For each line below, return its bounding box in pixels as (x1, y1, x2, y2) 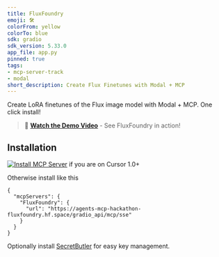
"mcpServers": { (13, 193, 60, 201)
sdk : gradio (7, 36, 42, 43)
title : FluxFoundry (7, 10, 64, 17)
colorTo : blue (7, 29, 49, 37)
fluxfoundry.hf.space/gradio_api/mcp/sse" (7, 212, 132, 219)
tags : (7, 62, 23, 69)
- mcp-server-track (7, 68, 64, 75)
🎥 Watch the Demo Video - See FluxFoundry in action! (24, 121, 181, 130)
